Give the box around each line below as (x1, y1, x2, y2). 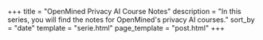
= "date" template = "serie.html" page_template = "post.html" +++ (7, 24, 225, 32)
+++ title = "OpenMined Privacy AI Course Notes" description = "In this (7, 7, 241, 16)
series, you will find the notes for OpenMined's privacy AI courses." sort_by (7, 15, 256, 24)
